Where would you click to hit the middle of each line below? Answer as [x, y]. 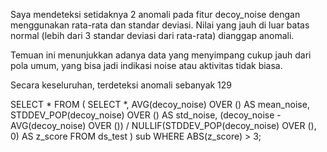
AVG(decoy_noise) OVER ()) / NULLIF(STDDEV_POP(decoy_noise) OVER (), [163, 125]
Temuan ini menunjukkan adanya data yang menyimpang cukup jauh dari [161, 55]
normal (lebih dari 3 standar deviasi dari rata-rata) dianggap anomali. [152, 35]
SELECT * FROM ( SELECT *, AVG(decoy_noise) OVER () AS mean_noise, [160, 104]
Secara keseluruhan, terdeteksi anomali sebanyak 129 [121, 85]
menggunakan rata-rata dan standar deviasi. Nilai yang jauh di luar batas [160, 25]
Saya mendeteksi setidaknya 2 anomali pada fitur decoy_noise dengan [155, 14]
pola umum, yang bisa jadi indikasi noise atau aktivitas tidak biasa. [146, 65]
